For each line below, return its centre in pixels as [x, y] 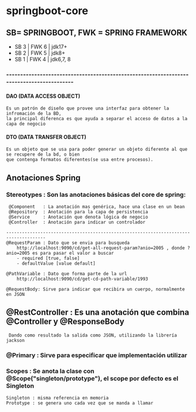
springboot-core [47, 11]
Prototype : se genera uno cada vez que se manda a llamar [80, 403]
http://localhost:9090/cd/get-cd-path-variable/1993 [82, 279]
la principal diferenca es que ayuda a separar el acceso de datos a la [97, 119]
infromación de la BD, [34, 114]
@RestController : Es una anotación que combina [98, 313]
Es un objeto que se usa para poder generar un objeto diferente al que [97, 149]
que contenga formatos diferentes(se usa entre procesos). [80, 160]
